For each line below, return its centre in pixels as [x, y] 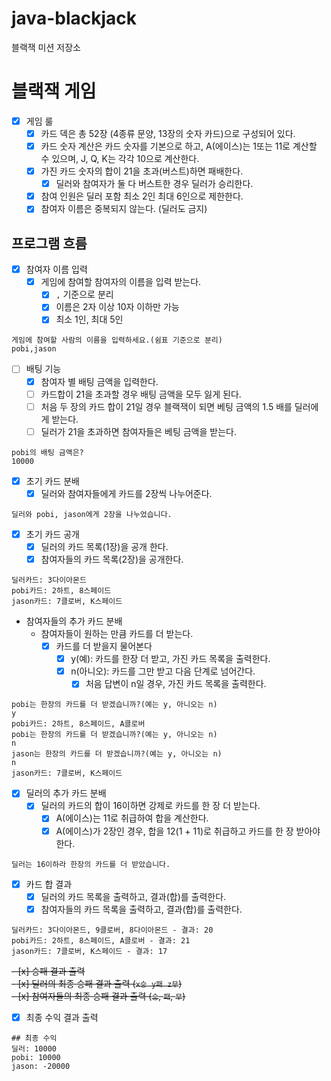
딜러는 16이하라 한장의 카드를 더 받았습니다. [91, 864]
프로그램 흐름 [49, 243]
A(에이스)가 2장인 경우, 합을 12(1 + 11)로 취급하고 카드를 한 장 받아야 [188, 831]
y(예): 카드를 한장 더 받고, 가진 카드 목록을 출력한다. [170, 659]
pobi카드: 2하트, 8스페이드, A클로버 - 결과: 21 [101, 940]
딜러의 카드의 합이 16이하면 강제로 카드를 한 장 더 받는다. [150, 806]
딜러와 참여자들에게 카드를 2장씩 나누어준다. [126, 493]
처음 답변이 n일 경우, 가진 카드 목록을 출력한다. [176, 684]
